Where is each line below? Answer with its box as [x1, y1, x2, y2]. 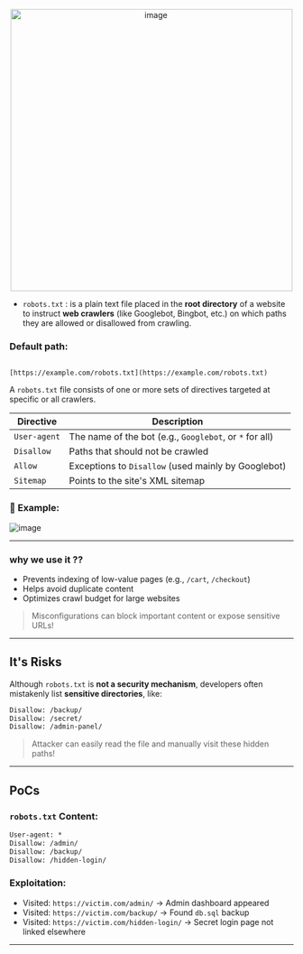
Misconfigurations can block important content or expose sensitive [31, 610, 280, 621]
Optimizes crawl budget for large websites [22, 592, 180, 604]
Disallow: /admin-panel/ [9, 722, 103, 731]
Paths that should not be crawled [69, 445, 209, 458]
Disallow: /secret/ [9, 714, 83, 723]
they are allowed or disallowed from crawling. [22, 318, 192, 329]
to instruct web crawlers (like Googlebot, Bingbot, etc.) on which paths [22, 308, 287, 319]
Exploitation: [9, 876, 67, 889]
